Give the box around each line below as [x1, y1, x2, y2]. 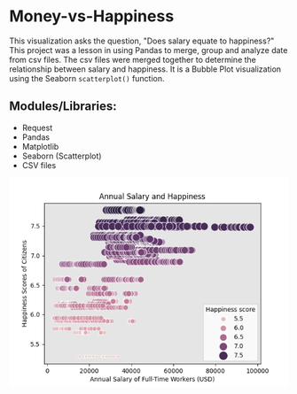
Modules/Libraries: [9, 99, 117, 114]
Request [21, 122, 53, 133]
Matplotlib [21, 141, 59, 151]
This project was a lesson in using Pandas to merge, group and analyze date [9, 44, 288, 55]
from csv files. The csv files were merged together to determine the [9, 54, 257, 65]
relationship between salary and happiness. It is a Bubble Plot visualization [9, 64, 282, 74]
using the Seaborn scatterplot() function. [9, 73, 166, 83]
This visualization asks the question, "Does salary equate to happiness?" [9, 35, 275, 46]
